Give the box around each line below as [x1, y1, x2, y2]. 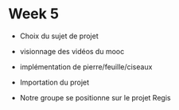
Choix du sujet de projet [19, 31, 99, 41]
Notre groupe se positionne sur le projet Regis [19, 92, 171, 102]
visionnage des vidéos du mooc [19, 46, 125, 56]
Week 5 [8, 5, 60, 23]
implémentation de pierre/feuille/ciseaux [19, 61, 153, 72]
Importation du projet [19, 77, 90, 87]
